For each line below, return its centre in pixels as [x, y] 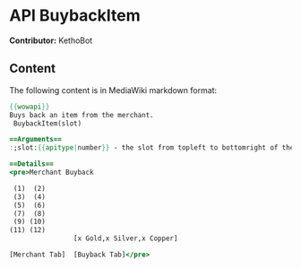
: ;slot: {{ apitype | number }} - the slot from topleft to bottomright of [144, 148]
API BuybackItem [75, 16]
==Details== [31, 164]
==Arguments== [36, 140]
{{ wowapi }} [30, 107]
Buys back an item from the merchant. [82, 115]
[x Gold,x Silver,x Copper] [125, 238]
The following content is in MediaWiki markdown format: [113, 90]
